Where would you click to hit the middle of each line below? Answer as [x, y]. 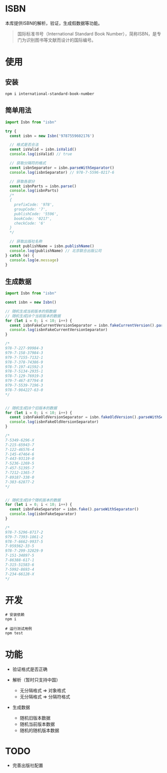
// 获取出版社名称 [26, 242]
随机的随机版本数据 [40, 731]
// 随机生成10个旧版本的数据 [31, 408]
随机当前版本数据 [37, 724]
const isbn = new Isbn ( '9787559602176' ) [52, 136]
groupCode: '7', [31, 209]
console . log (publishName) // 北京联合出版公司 [56, 251]
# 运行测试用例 [19, 629]
